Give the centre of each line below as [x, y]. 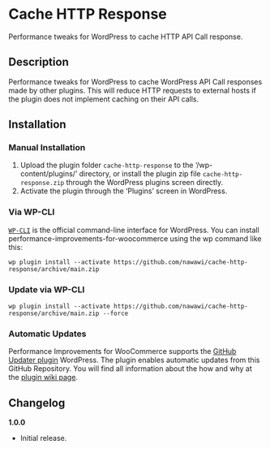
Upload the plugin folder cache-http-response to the [107, 165]
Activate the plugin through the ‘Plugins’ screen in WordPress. [124, 191]
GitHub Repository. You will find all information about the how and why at [131, 369]
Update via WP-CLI [47, 289]
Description [39, 62]
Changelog [37, 403]
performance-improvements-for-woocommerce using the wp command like [135, 238]
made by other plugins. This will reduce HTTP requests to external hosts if [133, 90]
